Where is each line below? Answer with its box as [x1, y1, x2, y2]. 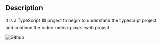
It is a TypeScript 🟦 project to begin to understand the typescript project [5, 17, 157, 23]
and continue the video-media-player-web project [5, 24, 110, 30]
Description [5, 4, 43, 12]
